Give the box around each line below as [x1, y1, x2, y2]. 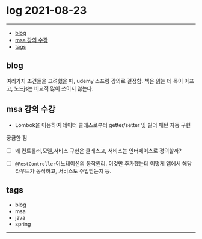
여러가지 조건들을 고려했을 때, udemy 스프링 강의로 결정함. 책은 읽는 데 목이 [6, 77, 183, 84]
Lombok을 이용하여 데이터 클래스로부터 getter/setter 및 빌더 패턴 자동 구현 [14, 121, 191, 128]
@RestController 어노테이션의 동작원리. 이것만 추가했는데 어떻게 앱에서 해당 [14, 160, 192, 167]
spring [14, 220, 31, 228]
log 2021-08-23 [6, 4, 87, 17]
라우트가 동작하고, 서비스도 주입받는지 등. [14, 167, 112, 175]
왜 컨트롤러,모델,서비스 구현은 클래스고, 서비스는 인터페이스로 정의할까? [14, 147, 182, 154]
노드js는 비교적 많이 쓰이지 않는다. [14, 85, 94, 92]
